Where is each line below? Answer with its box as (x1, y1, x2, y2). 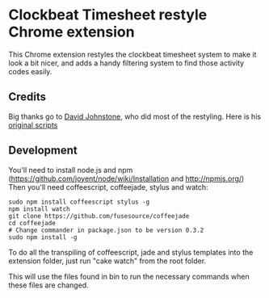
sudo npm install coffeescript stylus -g (8, 198, 150, 206)
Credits (8, 90, 47, 104)
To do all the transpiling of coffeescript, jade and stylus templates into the (8, 247, 254, 257)
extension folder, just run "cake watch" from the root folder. (8, 256, 207, 266)
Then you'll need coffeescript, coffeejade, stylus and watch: (8, 182, 208, 191)
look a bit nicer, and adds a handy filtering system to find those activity (8, 58, 245, 68)
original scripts (8, 120, 58, 130)
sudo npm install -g (8, 233, 78, 241)
